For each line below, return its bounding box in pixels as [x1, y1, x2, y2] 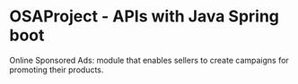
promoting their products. [9, 64, 104, 75]
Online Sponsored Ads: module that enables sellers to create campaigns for [9, 55, 289, 65]
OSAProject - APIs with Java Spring [9, 6, 280, 27]
